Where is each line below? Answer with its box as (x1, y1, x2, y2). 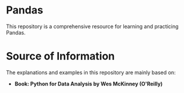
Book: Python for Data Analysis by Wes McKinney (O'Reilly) (14, 80, 163, 87)
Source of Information (6, 50, 115, 63)
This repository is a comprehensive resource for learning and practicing (6, 23, 179, 30)
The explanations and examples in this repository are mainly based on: (6, 68, 176, 76)
